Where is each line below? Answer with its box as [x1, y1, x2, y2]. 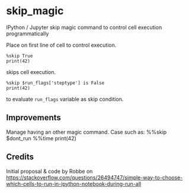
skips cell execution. [6, 68, 56, 75]
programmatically [6, 30, 49, 37]
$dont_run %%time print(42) [6, 134, 77, 141]
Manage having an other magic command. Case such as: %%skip [6, 128, 167, 136]
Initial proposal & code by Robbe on [6, 168, 93, 175]
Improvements [6, 112, 61, 123]
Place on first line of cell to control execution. [6, 41, 117, 49]
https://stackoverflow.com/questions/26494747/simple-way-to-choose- [6, 173, 183, 181]
